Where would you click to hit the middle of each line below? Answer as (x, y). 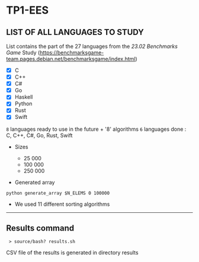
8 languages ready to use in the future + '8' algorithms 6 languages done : (96, 129)
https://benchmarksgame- (72, 53)
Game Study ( (23, 53)
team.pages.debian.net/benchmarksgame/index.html (71, 59)
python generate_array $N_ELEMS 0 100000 (58, 193)
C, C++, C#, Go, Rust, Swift (39, 135)
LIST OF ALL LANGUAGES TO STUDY (75, 32)
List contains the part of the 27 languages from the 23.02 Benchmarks (92, 46)
